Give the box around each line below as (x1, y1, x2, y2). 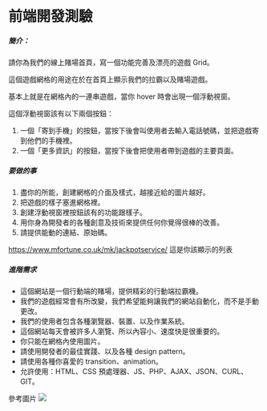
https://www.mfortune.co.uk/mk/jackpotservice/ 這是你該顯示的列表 (8, 245, 233, 254)
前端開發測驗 (8, 7, 94, 26)
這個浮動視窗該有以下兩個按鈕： (8, 109, 114, 119)
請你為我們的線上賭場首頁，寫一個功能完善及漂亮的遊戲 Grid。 (8, 58, 214, 67)
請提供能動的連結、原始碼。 (19, 228, 112, 238)
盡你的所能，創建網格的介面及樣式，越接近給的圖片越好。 (19, 188, 210, 197)
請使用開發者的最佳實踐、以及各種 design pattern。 (19, 347, 190, 356)
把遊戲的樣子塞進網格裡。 (19, 197, 105, 207)
